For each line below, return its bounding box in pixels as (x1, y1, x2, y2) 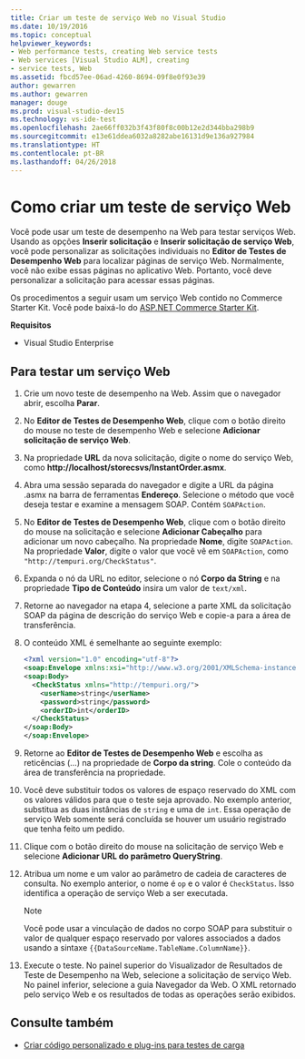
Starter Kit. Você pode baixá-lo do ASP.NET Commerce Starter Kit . (10, 302, 260, 313)
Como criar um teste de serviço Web (10, 197, 291, 217)
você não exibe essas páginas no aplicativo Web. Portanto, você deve (10, 265, 272, 276)
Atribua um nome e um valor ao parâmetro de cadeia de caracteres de (23, 869, 287, 879)
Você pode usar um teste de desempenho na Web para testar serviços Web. (10, 227, 296, 238)
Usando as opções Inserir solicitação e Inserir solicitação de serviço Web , (10, 236, 294, 247)
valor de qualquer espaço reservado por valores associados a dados (23, 932, 281, 943)
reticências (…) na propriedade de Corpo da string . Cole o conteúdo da (23, 758, 291, 768)
